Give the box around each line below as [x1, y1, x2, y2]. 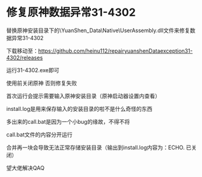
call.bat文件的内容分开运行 [6, 131, 73, 138]
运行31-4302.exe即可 [6, 66, 59, 73]
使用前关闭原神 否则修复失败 [6, 79, 77, 87]
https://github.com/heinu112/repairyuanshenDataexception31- [38, 47, 193, 55]
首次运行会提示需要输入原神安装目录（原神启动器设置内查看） [6, 92, 161, 99]
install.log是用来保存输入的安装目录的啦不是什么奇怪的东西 [6, 105, 153, 112]
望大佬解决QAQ [6, 164, 45, 172]
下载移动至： [6, 47, 38, 55]
